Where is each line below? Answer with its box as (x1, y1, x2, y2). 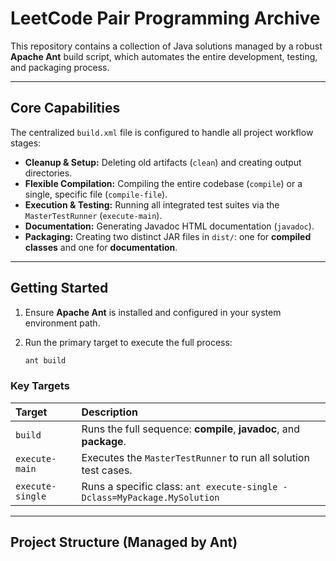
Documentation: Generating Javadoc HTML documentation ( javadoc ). (24, 220, 315, 232)
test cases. (81, 463, 133, 477)
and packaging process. (10, 61, 110, 73)
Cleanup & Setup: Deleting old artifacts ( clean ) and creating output (24, 156, 302, 168)
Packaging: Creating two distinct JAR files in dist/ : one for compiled (24, 230, 312, 242)
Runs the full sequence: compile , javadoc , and (81, 422, 300, 436)
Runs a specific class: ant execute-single (81, 479, 278, 493)
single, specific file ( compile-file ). (24, 188, 168, 200)
